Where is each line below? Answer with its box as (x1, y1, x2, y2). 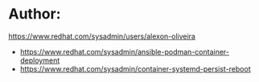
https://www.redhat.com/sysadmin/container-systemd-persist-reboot (19, 64, 251, 73)
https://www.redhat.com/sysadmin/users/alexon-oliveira (8, 31, 195, 41)
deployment (19, 55, 60, 65)
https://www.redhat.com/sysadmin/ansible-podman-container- (19, 47, 229, 56)
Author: (8, 5, 62, 23)
